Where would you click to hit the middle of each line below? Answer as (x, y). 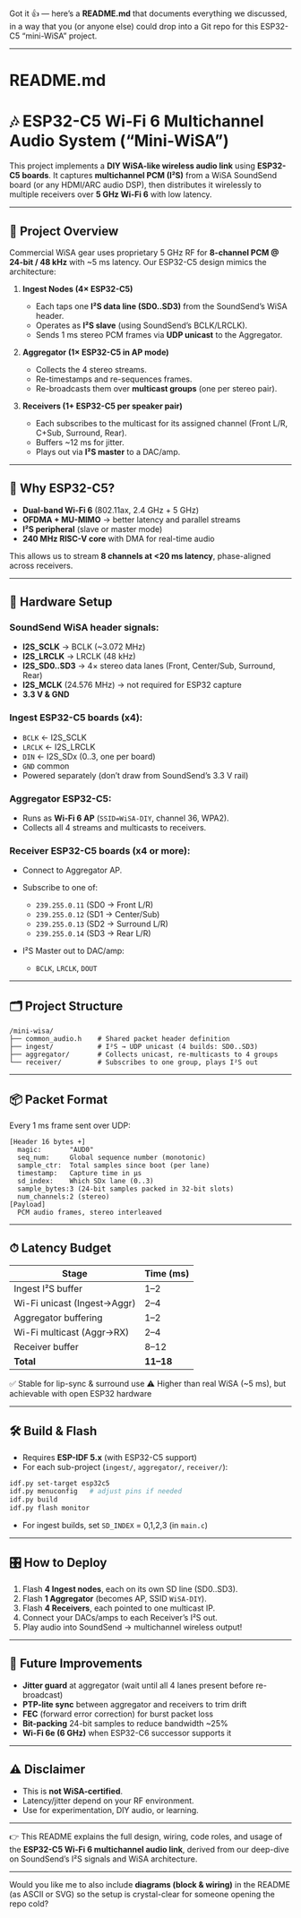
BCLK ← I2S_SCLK (54, 737)
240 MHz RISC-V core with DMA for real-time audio (118, 538)
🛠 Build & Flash (53, 1431)
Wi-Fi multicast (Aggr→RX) (72, 1332)
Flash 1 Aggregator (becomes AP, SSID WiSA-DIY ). (115, 1598)
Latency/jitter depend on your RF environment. (108, 1801)
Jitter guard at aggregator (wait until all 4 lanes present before (138, 1685)
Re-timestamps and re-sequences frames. (114, 379)
